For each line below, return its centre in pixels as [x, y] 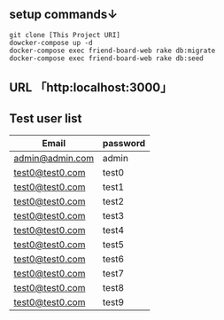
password [124, 144]
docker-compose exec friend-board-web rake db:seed [106, 58]
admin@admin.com [54, 159]
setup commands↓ [64, 15]
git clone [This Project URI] [65, 35]
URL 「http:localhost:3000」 [91, 88]
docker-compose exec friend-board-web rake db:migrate [112, 51]
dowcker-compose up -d [51, 43]
